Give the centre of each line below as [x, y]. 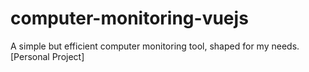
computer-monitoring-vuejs [129, 18]
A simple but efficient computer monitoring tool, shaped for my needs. [155, 46]
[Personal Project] [47, 56]
